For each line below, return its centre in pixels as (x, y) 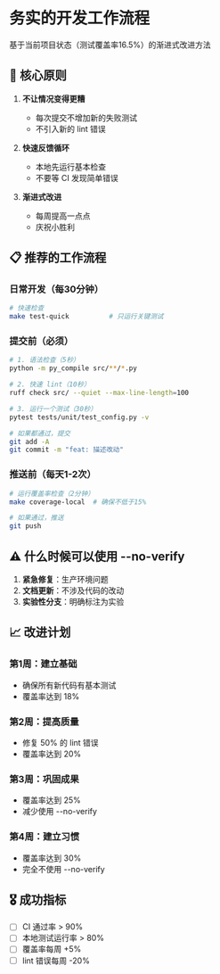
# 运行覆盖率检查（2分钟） (52, 493)
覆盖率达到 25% (52, 800)
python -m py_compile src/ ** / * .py (73, 368)
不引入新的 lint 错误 (71, 128)
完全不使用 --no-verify (63, 869)
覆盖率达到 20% (52, 754)
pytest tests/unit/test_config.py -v (79, 417)
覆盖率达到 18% (51, 696)
